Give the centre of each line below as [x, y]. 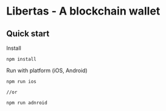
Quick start [28, 34]
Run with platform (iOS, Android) [47, 70]
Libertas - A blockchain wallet [83, 11]
